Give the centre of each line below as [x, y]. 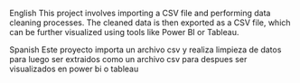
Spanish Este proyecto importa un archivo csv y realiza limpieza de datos [145, 50]
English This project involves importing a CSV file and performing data [140, 13]
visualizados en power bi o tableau [74, 69]
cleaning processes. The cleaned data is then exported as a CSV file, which [150, 23]
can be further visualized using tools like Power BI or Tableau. [124, 32]
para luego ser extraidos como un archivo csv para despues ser [128, 59]
